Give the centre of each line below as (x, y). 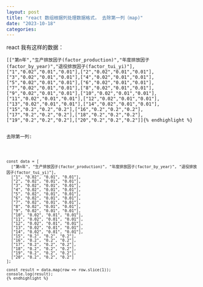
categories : (21, 29)
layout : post (23, 12)
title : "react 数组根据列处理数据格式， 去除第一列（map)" (75, 18)
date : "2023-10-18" (31, 23)
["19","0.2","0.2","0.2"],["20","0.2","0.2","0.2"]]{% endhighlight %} (99, 120)
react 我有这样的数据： (35, 47)
